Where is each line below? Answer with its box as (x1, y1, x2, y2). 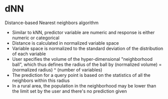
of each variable (12, 51, 46, 57)
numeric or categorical (12, 35, 60, 41)
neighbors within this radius (12, 77, 70, 83)
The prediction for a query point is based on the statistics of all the (12, 72, 151, 78)
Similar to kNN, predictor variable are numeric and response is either (12, 29, 155, 35)
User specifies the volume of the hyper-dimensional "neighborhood (12, 56, 153, 62)
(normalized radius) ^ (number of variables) (12, 66, 102, 73)
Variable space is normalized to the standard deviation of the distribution (12, 45, 163, 51)
